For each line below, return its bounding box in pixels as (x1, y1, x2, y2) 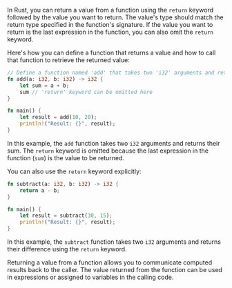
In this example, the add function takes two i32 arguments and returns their (7, 139, 220, 147)
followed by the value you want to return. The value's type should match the (7, 13, 224, 21)
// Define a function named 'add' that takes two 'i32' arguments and (7, 69, 215, 76)
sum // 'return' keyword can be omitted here (19, 88, 153, 95)
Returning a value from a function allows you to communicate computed (7, 258, 213, 267)
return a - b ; (19, 186, 60, 194)
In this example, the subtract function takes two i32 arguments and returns (7, 238, 221, 246)
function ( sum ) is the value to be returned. (7, 153, 125, 162)
